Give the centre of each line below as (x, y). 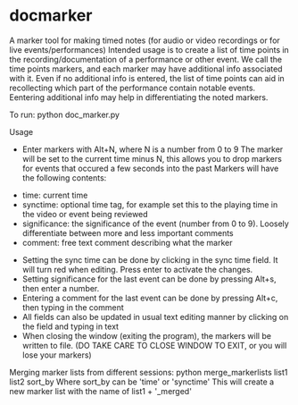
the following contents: (64, 177)
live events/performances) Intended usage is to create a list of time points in (149, 49)
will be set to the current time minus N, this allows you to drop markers (152, 158)
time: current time (55, 195)
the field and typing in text (70, 326)
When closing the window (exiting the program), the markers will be (147, 335)
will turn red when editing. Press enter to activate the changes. (137, 269)
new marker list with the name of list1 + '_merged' (100, 391)
